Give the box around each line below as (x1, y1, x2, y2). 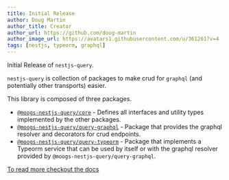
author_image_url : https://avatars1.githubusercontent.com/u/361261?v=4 (7, 36, 219, 43)
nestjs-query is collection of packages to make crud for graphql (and (7, 74, 202, 82)
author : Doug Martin (7, 16, 67, 23)
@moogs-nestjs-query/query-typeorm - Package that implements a (16, 137, 202, 145)
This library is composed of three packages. (7, 95, 132, 103)
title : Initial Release (7, 10, 75, 17)
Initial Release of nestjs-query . (7, 61, 95, 69)
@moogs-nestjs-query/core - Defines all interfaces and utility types (16, 108, 204, 116)
